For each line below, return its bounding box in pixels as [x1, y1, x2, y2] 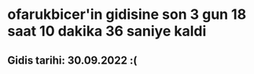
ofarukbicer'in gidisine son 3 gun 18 [7, 6, 247, 24]
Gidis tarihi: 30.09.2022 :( [7, 54, 138, 67]
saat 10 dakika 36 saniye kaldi [7, 22, 207, 40]
